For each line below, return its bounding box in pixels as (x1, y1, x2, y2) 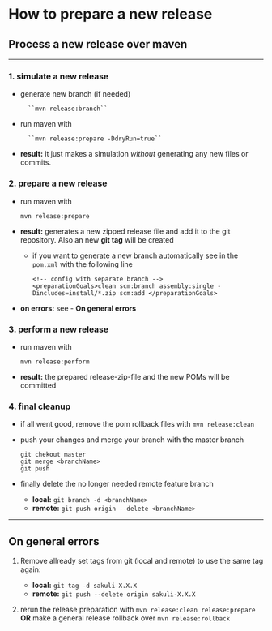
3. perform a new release (8, 324, 109, 335)
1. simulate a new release (8, 71, 109, 82)
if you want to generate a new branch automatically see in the (32, 251, 239, 260)
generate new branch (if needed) (19, 89, 131, 99)
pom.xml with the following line (32, 259, 134, 268)
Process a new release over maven (8, 37, 188, 51)
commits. (19, 157, 51, 167)
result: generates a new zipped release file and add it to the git (19, 226, 231, 236)
